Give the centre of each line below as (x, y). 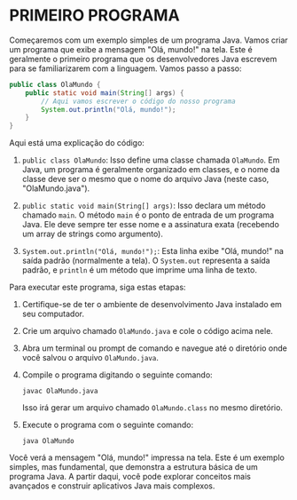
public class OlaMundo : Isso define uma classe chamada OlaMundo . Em (151, 160)
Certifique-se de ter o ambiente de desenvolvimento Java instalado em (152, 305)
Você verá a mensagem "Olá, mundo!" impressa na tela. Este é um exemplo (147, 457)
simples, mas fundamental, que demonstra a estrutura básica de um (134, 467)
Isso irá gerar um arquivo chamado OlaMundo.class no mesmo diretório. (152, 408)
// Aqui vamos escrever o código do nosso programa (139, 101)
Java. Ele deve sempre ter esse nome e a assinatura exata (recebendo (150, 225)
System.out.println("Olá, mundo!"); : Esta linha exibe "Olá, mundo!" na (152, 251)
